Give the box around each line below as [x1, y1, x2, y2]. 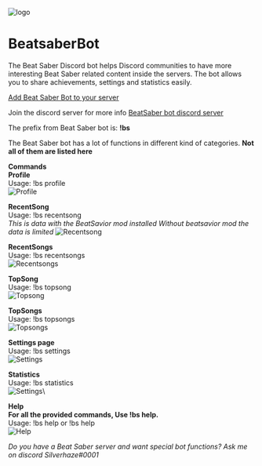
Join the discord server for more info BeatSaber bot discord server [8, 107, 224, 117]
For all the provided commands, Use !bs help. [8, 410, 159, 419]
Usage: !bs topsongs [8, 314, 75, 323]
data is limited [8, 227, 54, 236]
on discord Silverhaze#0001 [8, 450, 100, 459]
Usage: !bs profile [8, 178, 66, 187]
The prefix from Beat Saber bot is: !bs [8, 122, 131, 133]
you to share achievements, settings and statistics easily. [8, 77, 192, 86]
